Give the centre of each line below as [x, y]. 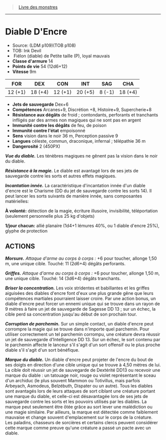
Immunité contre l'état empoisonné [49, 130]
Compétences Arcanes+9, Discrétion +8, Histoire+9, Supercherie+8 [82, 109]
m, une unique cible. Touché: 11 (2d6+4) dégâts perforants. [65, 263]
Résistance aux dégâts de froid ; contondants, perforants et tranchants [85, 115]
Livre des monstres [38, 7]
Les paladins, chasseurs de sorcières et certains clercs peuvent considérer [82, 422]
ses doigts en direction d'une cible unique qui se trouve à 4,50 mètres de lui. [83, 364]
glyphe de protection [26, 231]
